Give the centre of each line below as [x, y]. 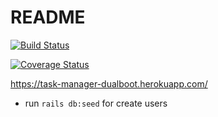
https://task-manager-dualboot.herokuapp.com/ [109, 83]
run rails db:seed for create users [96, 103]
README [48, 17]
